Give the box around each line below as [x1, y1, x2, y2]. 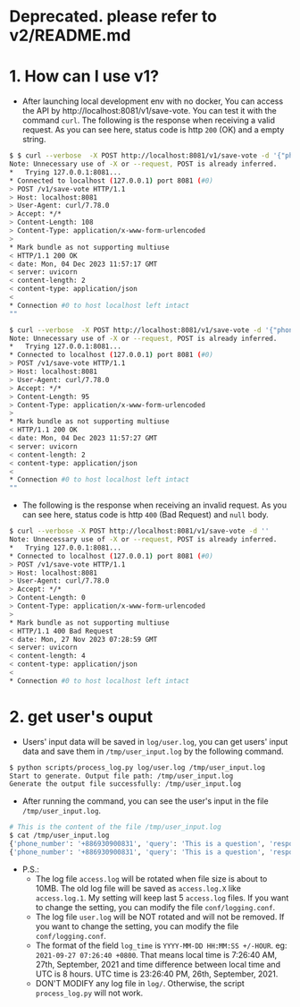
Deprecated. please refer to [9, 6, 217, 27]
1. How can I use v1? [9, 66, 159, 87]
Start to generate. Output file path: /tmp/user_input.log [9, 772, 234, 781]
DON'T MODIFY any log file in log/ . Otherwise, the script [35, 977, 246, 988]
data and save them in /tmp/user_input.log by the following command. [21, 746, 284, 756]
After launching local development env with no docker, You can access [21, 96, 284, 107]
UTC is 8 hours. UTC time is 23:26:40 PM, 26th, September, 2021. [35, 969, 279, 979]
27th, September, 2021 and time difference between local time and [35, 959, 281, 969]
